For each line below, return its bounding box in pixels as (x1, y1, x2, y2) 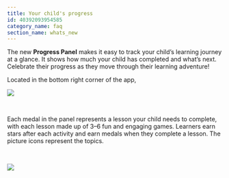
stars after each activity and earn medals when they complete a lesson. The (7, 129, 221, 138)
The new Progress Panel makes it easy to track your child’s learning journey (7, 48, 222, 56)
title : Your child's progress (7, 10, 94, 17)
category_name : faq (7, 23, 63, 29)
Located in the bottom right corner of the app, (7, 76, 137, 84)
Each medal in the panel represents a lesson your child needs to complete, (7, 115, 217, 123)
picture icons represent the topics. (7, 137, 104, 145)
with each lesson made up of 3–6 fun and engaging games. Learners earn (7, 123, 216, 131)
